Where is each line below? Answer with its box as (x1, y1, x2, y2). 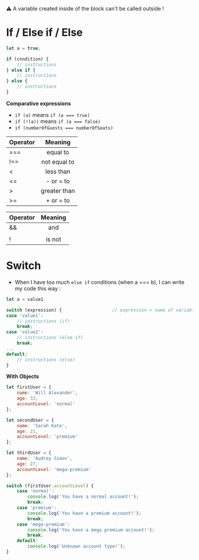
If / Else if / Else (6, 26, 83, 39)
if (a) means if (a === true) (14, 111, 91, 118)
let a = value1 (6, 296, 44, 302)
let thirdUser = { (6, 450, 52, 456)
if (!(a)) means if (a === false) (14, 117, 101, 125)
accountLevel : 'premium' (17, 434, 78, 440)
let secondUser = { (6, 417, 54, 423)
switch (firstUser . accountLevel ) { (6, 483, 94, 489)
